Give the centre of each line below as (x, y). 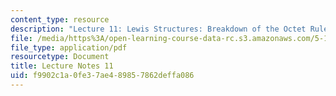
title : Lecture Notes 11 (62, 66)
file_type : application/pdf (69, 47)
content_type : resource (60, 19)
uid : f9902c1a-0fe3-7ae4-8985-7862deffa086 (102, 76)
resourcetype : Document (60, 57)
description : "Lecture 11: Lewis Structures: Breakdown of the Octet (158, 29)
